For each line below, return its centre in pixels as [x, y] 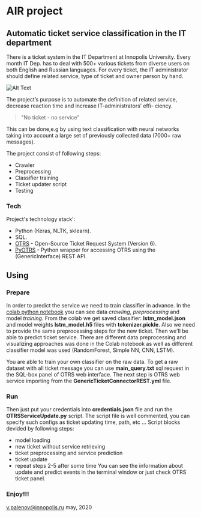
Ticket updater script [41, 184]
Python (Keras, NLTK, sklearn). [53, 231]
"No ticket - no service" [50, 117]
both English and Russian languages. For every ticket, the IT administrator [97, 70]
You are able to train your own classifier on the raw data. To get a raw [92, 361]
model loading [33, 440]
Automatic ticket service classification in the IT [96, 33]
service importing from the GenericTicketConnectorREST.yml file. [89, 381]
